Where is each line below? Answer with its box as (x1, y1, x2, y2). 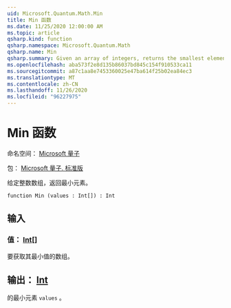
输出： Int (7, 274, 48, 286)
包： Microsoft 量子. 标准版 (7, 163, 84, 172)
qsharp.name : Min (7, 49, 57, 56)
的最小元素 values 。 (7, 294, 65, 302)
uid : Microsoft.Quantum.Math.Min (7, 10, 103, 17)
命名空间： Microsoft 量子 (7, 149, 80, 157)
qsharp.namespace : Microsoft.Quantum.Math (7, 42, 131, 49)
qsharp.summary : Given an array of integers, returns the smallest (7, 55, 205, 62)
